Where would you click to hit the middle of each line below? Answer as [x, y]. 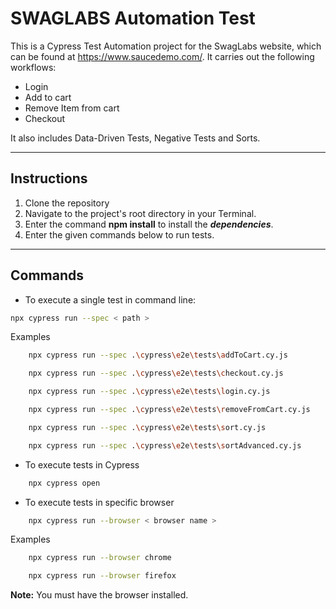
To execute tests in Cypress [82, 464]
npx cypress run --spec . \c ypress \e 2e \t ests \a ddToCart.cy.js [158, 355]
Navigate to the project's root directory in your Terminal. [140, 213]
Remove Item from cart [72, 108]
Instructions [49, 178]
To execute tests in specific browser [99, 502]
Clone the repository [67, 203]
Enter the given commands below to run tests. [119, 234]
